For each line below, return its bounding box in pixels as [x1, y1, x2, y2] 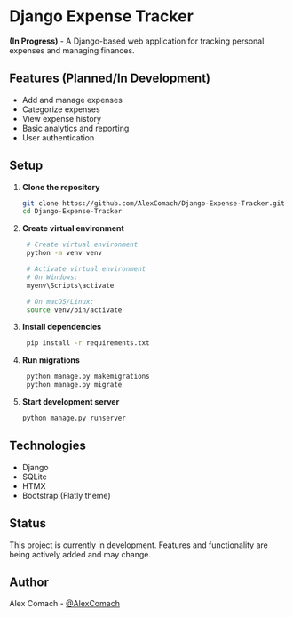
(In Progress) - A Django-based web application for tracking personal [9, 36, 265, 46]
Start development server [21, 397, 120, 407]
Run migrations [21, 355, 80, 365]
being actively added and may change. [9, 549, 152, 559]
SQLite [21, 471, 47, 482]
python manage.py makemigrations [26, 372, 150, 381]
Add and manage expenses [21, 94, 123, 105]
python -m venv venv [26, 249, 103, 258]
